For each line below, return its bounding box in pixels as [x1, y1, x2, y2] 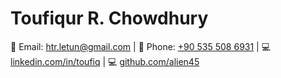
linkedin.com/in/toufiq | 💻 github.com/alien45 [10, 55, 200, 67]
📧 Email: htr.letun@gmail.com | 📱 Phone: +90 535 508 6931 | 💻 [10, 40, 272, 52]
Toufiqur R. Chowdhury [10, 7, 209, 30]
